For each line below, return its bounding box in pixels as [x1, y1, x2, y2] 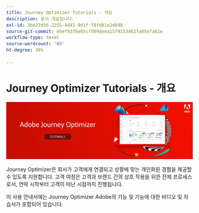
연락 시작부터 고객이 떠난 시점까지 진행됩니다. [18, 180, 123, 187]
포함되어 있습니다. [21, 201, 63, 208]
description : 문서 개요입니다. [6, 15, 75, 22]
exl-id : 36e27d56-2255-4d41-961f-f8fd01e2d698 [6, 22, 123, 28]
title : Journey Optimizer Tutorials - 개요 [6, 9, 113, 15]
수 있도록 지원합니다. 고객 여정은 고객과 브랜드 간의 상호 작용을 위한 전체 [6, 173, 172, 180]
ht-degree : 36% [6, 47, 44, 53]
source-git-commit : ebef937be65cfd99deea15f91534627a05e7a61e [6, 28, 163, 34]
